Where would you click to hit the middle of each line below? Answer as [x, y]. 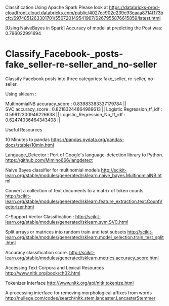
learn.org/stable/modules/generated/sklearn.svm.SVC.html [67, 222]
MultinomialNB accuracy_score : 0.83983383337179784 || [66, 104]
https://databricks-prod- [135, 7]
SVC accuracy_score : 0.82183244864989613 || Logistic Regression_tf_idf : [84, 109]
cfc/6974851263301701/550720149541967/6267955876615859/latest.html [83, 18]
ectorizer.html [20, 207]
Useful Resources [24, 129]
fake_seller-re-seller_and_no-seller [81, 65]
